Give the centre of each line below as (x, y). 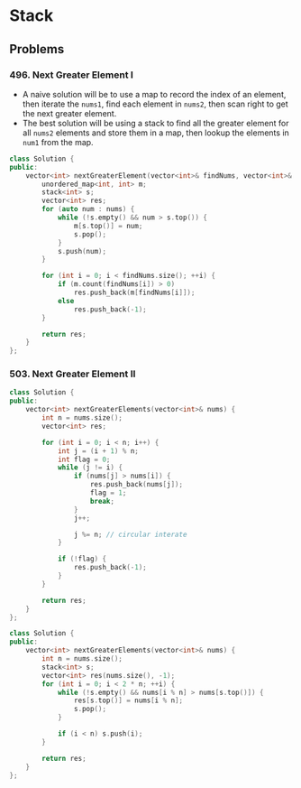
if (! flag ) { (82, 559)
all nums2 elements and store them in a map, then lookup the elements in (156, 133)
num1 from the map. (58, 142)
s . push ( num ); (82, 251)
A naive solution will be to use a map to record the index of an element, (154, 94)
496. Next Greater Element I (71, 75)
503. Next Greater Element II (73, 374)
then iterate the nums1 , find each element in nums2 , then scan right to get (155, 104)
